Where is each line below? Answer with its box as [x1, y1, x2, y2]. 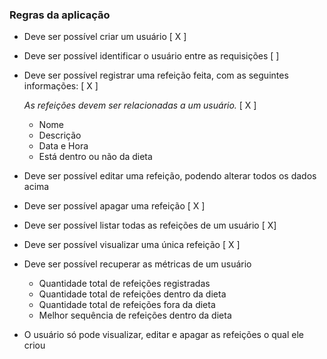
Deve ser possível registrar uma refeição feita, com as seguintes [23, 69, 289, 82]
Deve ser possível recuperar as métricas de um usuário [23, 258, 252, 270]
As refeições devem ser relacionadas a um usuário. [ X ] [23, 99, 257, 112]
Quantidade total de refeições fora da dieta [38, 299, 216, 311]
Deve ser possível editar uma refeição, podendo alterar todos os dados [23, 170, 317, 182]
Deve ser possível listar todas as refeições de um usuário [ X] [23, 219, 277, 232]
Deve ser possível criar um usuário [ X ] [23, 31, 187, 43]
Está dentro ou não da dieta [38, 151, 153, 163]
